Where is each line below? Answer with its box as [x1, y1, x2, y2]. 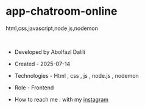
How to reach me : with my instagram [14, 96, 109, 103]
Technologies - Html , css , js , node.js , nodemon [14, 72, 140, 79]
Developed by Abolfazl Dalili [14, 48, 86, 56]
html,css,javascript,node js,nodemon [5, 24, 98, 32]
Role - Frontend [14, 84, 54, 91]
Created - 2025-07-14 [14, 60, 71, 67]
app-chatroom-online [5, 4, 118, 18]
